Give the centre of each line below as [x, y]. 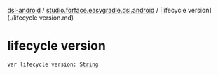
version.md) [56, 18]
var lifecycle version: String [53, 64]
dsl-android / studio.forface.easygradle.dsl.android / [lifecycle [97, 10]
